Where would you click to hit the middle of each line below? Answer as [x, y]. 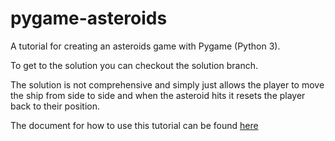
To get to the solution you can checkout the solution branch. [134, 65]
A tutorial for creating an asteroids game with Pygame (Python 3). [145, 46]
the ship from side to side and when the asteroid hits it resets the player [158, 95]
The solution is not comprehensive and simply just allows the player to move [167, 84]
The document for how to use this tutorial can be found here [134, 125]
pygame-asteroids [89, 18]
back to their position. [55, 106]
